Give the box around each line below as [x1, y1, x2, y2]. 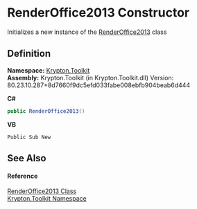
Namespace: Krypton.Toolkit [7, 66, 90, 74]
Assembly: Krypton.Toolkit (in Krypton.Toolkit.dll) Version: [7, 73, 174, 82]
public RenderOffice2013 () [7, 107, 85, 115]
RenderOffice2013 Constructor [7, 5, 189, 21]
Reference [7, 172, 38, 180]
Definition [7, 48, 51, 60]
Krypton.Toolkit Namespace [7, 194, 87, 203]
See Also [7, 152, 46, 164]
